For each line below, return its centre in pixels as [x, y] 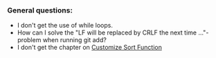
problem [29, 40]
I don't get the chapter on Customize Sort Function [90, 48]
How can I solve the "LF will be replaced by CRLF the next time [107, 32]
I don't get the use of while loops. [65, 26]
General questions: [40, 10]
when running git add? [75, 40]
